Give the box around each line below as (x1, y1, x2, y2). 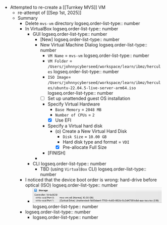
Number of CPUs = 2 (55, 112, 95, 118)
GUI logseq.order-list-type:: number (32, 31, 107, 37)
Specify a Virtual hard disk (47, 123, 102, 129)
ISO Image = (47, 74, 72, 80)
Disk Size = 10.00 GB (63, 134, 107, 140)
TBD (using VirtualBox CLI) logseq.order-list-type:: (40, 166, 146, 172)
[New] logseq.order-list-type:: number (40, 36, 120, 42)
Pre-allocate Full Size (63, 144, 107, 150)
